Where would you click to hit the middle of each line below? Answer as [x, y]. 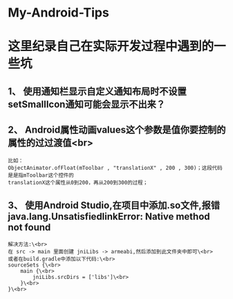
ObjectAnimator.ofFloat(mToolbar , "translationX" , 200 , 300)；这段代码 [115, 168]
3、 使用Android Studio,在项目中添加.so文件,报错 [114, 205]
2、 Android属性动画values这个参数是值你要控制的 [117, 130]
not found [29, 227]
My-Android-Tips [58, 13]
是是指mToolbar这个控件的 [41, 175]
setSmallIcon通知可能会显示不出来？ [86, 104]
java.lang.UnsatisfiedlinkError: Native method [109, 216]
